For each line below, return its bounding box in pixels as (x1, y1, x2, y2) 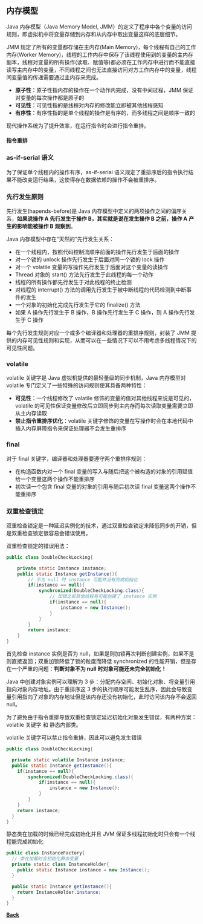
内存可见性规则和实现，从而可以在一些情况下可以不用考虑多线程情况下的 (16, 337, 197, 343)
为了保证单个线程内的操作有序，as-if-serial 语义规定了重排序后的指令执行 (6, 168, 188, 175)
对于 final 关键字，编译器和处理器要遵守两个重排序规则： (6, 455, 147, 462)
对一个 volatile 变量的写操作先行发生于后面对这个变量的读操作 (14, 264, 169, 270)
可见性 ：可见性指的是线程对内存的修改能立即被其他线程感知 (14, 102, 164, 109)
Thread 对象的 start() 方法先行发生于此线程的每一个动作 (14, 271, 153, 278)
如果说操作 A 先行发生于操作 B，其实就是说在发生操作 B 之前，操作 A (17, 215, 188, 222)
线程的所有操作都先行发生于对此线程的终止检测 (14, 279, 132, 285)
